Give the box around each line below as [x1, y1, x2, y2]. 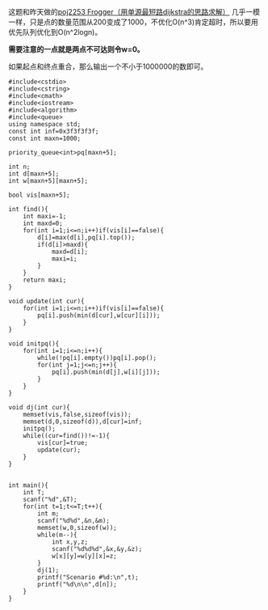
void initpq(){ [8, 340, 60, 348]
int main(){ [8, 481, 48, 489]
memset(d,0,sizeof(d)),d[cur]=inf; [23, 417, 143, 426]
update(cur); [37, 446, 82, 454]
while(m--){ [37, 531, 78, 539]
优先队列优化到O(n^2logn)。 [8, 28, 103, 36]
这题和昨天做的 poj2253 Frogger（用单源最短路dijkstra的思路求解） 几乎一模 [8, 7, 261, 16]
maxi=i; [51, 255, 78, 263]
